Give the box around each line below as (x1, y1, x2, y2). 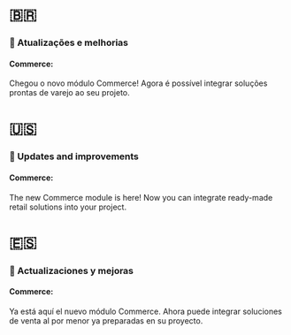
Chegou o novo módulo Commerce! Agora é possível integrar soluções (9, 78, 268, 88)
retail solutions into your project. (9, 202, 126, 212)
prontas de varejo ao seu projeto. (9, 88, 130, 98)
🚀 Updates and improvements (9, 150, 140, 163)
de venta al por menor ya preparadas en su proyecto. (9, 315, 203, 326)
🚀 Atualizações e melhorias (9, 36, 129, 49)
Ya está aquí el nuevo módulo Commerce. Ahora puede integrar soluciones (9, 306, 283, 316)
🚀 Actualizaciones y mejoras (9, 264, 134, 277)
